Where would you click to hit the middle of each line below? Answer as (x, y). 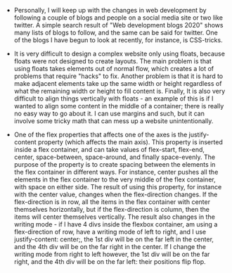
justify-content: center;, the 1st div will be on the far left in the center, (114, 239)
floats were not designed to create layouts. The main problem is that (113, 61)
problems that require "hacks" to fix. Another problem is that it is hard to (118, 76)
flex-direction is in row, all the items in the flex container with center (112, 202)
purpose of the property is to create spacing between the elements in (115, 164)
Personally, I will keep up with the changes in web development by (110, 10)
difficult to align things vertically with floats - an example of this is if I (114, 99)
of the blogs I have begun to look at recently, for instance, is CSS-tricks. (118, 40)
